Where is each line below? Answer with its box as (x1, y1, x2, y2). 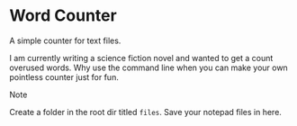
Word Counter (9, 5, 117, 26)
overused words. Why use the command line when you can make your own (9, 62, 288, 73)
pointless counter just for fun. (9, 71, 119, 82)
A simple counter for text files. (9, 35, 121, 46)
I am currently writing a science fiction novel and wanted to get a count (9, 52, 274, 63)
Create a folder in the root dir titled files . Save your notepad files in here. (9, 106, 282, 117)
